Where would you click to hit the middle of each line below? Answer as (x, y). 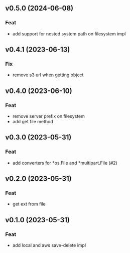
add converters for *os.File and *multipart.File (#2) (65, 163)
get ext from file (29, 204)
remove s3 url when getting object (48, 75)
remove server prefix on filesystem (49, 116)
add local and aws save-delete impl (49, 245)
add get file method (33, 122)
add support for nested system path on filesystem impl (69, 34)
